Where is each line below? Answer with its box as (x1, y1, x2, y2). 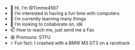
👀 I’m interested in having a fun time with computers (10, 10, 120, 16)
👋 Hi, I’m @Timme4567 (10, 5, 59, 11)
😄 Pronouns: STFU (10, 34, 51, 40)
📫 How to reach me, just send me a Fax (10, 27, 94, 33)
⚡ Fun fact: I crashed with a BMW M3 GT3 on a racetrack (10, 40, 130, 46)
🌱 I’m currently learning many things (10, 16, 87, 21)
